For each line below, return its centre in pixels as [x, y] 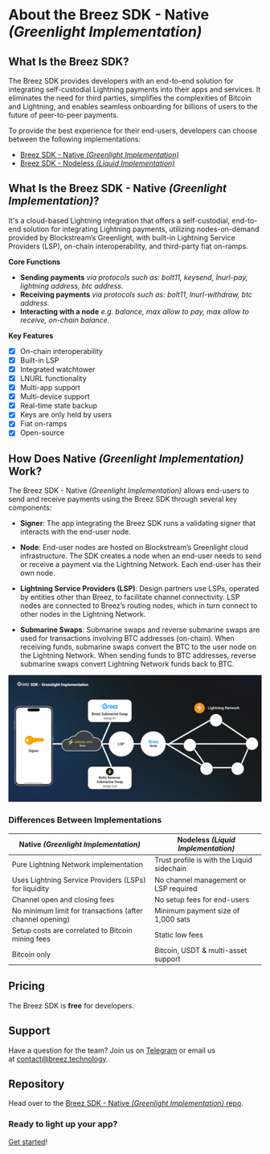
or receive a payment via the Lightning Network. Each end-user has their [140, 565]
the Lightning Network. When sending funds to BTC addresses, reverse [138, 655]
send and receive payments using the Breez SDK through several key [123, 499]
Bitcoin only [31, 955]
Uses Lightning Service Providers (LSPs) [79, 880]
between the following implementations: [74, 139]
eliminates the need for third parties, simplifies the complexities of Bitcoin [130, 98]
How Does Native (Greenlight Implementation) [126, 459]
